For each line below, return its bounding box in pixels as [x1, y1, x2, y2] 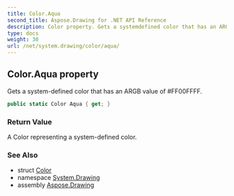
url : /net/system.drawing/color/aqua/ [7, 43, 120, 50]
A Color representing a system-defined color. [7, 133, 137, 141]
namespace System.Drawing [17, 174, 100, 182]
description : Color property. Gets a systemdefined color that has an [7, 23, 217, 30]
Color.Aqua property [7, 68, 99, 80]
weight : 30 [7, 36, 39, 43]
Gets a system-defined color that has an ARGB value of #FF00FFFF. [7, 86, 203, 95]
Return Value [7, 116, 52, 126]
